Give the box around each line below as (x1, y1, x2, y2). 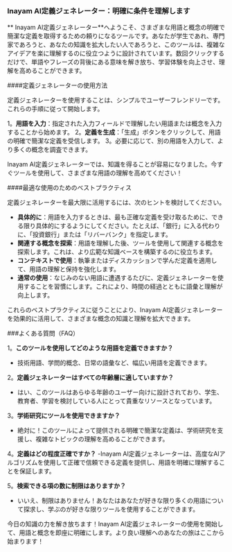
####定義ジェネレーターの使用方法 (7, 81, 108, 89)
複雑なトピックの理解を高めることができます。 (35, 435, 169, 443)
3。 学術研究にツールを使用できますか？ (7, 411, 121, 420)
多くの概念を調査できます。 (12, 146, 92, 154)
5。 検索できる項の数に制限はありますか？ (7, 482, 127, 490)
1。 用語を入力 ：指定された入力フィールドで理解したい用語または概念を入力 (7, 119, 222, 128)
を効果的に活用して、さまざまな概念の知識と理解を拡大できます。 (7, 314, 195, 323)
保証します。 (19, 467, 55, 476)
